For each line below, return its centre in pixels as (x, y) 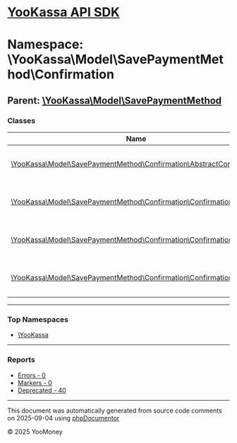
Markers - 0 (35, 382)
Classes (22, 121)
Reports (21, 360)
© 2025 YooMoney (35, 432)
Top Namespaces (38, 320)
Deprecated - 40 (42, 390)
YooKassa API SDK (63, 12)
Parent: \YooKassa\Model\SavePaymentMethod (115, 101)
